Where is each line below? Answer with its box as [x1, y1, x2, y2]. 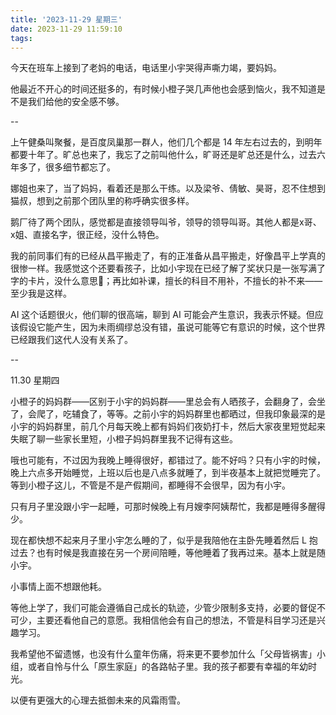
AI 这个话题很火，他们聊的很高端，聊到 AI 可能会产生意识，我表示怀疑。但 [10, 309, 315, 321]
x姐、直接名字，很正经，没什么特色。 [10, 229, 165, 241]
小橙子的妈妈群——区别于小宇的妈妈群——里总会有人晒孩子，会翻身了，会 [10, 396, 317, 408]
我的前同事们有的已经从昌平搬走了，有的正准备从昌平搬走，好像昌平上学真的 [10, 250, 326, 262]
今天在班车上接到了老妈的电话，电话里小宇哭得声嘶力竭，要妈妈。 [10, 62, 282, 74]
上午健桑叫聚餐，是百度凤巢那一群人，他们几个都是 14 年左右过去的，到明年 [10, 136, 323, 148]
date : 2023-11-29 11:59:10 [10, 24, 123, 34]
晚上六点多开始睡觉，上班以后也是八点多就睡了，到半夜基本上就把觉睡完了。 [10, 467, 326, 479]
